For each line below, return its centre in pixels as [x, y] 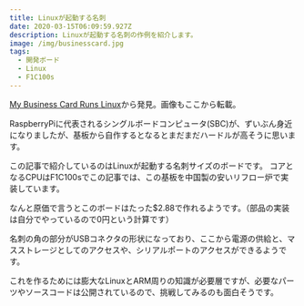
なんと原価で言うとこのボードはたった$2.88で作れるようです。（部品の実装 [149, 208]
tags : [20, 52]
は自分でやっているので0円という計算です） [92, 219]
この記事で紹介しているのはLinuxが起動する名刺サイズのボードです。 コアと [152, 166]
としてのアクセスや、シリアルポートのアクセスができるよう [168, 250]
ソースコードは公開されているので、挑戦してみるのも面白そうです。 [152, 291]
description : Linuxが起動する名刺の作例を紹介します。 [103, 35]
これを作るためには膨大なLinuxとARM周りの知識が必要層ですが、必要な [144, 280]
